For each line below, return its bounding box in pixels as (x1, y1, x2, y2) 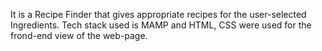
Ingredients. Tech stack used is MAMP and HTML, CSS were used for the (10, 19, 312, 31)
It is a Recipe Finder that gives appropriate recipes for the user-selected (10, 9, 307, 20)
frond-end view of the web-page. (10, 30, 148, 41)
